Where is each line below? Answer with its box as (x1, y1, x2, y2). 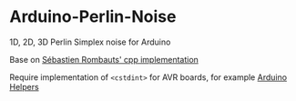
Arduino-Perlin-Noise (9, 6, 177, 27)
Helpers (9, 81, 39, 92)
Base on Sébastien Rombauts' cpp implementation (9, 54, 199, 65)
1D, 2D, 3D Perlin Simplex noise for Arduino (9, 36, 171, 47)
